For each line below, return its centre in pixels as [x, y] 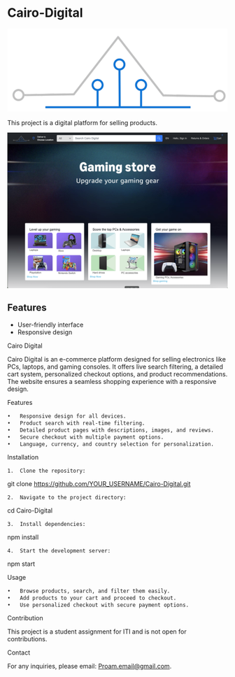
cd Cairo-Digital [30, 510]
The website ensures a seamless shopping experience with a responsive [112, 381]
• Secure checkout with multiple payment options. [86, 437]
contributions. [27, 639]
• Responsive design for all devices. [67, 416]
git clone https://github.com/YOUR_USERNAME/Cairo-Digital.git [99, 483]
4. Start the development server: [59, 550]
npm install [23, 537]
